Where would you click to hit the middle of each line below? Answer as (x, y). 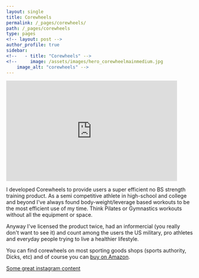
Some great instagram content (43, 268)
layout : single (25, 12)
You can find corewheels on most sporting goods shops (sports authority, (96, 251)
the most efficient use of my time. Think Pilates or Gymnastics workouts (94, 208)
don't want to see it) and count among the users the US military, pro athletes (99, 233)
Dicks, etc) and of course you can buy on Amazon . (68, 257)
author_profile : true (33, 45)
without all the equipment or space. (50, 215)
